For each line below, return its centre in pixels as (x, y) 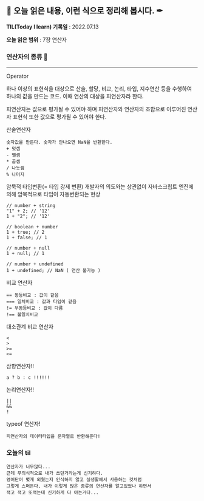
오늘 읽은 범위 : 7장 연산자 (37, 39)
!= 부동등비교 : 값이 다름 (35, 308)
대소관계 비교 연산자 (30, 327)
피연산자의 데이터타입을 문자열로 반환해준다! (53, 437)
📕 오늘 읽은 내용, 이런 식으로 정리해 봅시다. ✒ (85, 11)
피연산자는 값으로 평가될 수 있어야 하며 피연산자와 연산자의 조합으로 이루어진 (96, 109)
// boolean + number (32, 227)
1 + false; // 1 (27, 238)
